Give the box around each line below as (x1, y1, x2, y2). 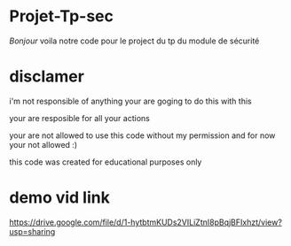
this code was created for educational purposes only (9, 157, 202, 167)
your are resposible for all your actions (9, 112, 151, 123)
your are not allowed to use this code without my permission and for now (9, 130, 276, 141)
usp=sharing (9, 226, 56, 236)
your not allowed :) (9, 139, 78, 150)
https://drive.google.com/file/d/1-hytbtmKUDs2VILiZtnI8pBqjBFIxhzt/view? (9, 217, 282, 227)
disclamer (9, 66, 84, 87)
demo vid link (9, 188, 111, 208)
